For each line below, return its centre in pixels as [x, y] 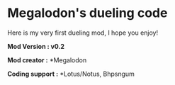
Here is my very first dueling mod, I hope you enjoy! [83, 33]
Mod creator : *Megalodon [47, 60]
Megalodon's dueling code [87, 13]
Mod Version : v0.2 [36, 46]
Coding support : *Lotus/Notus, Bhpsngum [71, 74]
